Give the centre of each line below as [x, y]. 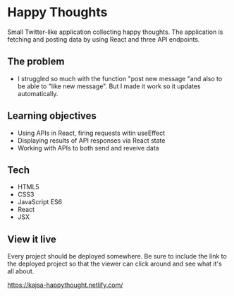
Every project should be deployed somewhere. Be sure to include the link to [117, 256]
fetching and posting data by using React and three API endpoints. [104, 39]
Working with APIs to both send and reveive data [88, 148]
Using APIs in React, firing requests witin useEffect [91, 133]
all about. [21, 271]
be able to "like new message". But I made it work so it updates [109, 86]
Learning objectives [52, 116]
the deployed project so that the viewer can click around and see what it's [115, 264]
